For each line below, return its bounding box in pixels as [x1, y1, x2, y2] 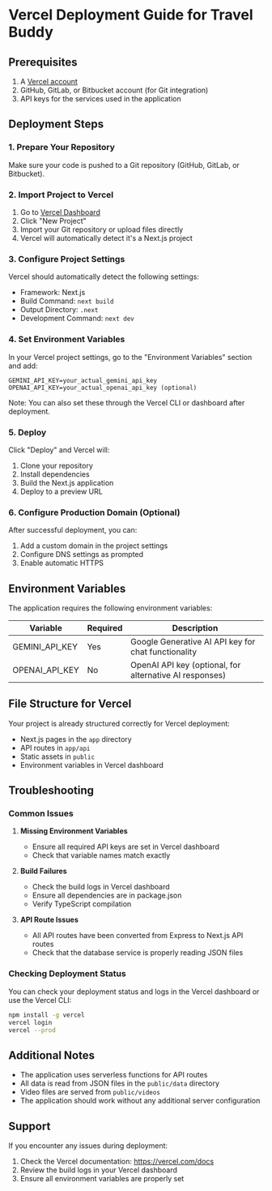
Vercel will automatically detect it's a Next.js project [19, 233, 193, 242]
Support [8, 1119, 51, 1133]
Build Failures [19, 866, 67, 876]
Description [172, 622, 219, 633]
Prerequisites [8, 55, 78, 69]
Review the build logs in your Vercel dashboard [19, 1165, 178, 1175]
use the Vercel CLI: [8, 995, 72, 1005]
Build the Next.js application [19, 478, 114, 487]
